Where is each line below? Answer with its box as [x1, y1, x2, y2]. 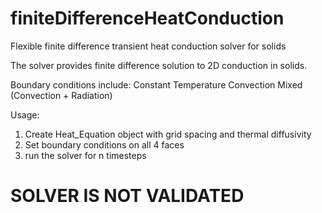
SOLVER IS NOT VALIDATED [10, 185, 245, 207]
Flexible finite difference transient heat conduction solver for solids [10, 40, 287, 52]
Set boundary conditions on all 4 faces [24, 138, 185, 151]
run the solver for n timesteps [24, 149, 147, 161]
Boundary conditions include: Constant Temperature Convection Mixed [10, 78, 303, 91]
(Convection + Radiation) [10, 89, 113, 101]
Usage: [10, 108, 40, 121]
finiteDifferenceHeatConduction [10, 7, 285, 30]
